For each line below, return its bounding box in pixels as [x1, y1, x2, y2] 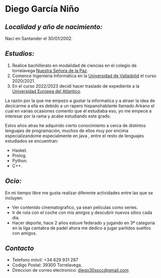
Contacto [5, 244, 34, 253]
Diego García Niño [5, 3, 80, 15]
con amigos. [12, 230, 37, 236]
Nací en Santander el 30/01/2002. [5, 35, 73, 41]
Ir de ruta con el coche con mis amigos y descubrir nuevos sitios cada [12, 210, 153, 215]
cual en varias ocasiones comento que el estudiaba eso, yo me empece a [5, 108, 152, 114]
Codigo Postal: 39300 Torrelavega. [12, 262, 82, 268]
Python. [12, 158, 28, 164]
